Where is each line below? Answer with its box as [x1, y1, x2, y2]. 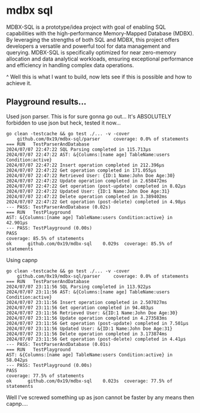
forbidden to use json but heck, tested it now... [6, 119, 121, 126]
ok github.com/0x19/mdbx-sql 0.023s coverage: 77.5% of [6, 378, 172, 384]
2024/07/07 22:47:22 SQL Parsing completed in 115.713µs [6, 146, 151, 153]
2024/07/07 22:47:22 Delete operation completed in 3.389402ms [6, 193, 168, 199]
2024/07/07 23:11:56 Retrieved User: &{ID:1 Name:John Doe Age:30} [6, 309, 178, 316]
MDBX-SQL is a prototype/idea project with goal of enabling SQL [6, 23, 166, 31]
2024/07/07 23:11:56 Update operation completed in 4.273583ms [6, 315, 168, 321]
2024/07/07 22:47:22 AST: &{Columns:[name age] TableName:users [6, 151, 170, 157]
